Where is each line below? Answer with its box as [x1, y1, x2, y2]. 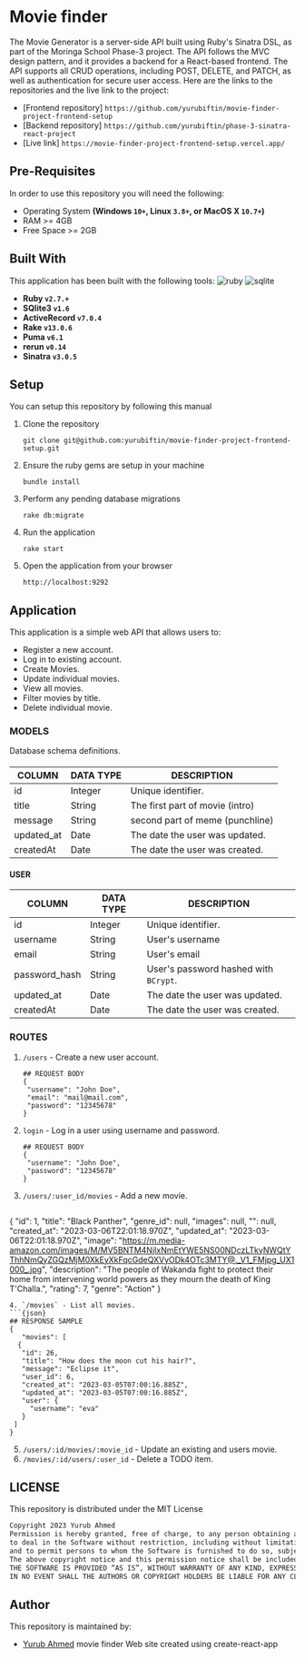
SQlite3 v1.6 [22, 302, 70, 313]
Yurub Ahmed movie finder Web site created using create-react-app [22, 1639, 279, 1650]
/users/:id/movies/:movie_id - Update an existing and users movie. [22, 1444, 278, 1455]
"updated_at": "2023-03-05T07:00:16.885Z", [21, 1387, 189, 1397]
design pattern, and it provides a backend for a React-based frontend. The [9, 55, 289, 66]
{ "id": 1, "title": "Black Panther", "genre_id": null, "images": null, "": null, [9, 1215, 277, 1227]
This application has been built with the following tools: [9, 275, 215, 286]
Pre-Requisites [9, 163, 96, 179]
